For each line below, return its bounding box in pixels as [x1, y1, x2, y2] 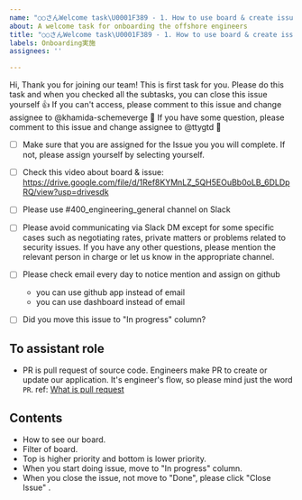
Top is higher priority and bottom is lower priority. [22, 453, 207, 465]
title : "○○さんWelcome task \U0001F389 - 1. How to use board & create [9, 30, 278, 39]
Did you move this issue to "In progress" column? [22, 314, 206, 325]
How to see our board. [22, 434, 106, 445]
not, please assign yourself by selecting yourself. [22, 150, 205, 161]
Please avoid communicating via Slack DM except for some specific [22, 222, 275, 233]
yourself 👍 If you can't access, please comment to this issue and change [9, 99, 282, 110]
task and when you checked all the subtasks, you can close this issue [9, 89, 268, 100]
